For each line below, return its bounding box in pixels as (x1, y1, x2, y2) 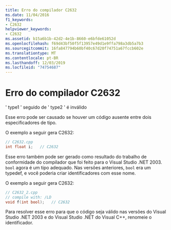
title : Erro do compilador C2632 (5, 7, 77, 13)
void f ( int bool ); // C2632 (5, 199, 70, 205)
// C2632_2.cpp (5, 190, 38, 195)
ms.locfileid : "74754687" (5, 65, 61, 70)
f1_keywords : (5, 17, 33, 22)
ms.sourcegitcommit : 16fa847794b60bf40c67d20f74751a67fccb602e (5, 46, 144, 51)
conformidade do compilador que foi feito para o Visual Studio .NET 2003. (5, 159, 163, 165)
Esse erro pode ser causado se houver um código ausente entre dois (5, 114, 151, 120)
